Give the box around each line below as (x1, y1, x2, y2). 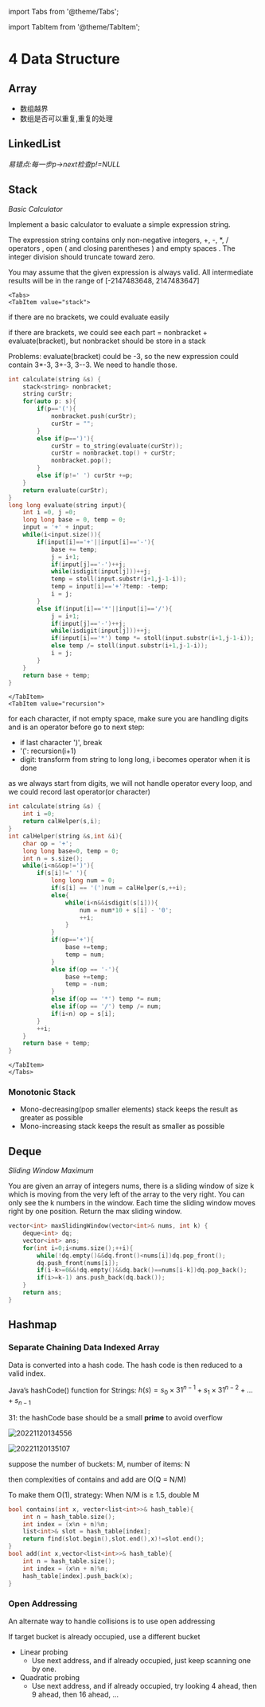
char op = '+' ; (22, 839, 73, 847)
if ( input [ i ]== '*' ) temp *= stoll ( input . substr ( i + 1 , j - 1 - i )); (50, 635, 255, 643)
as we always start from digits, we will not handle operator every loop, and (8, 779, 252, 788)
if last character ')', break (19, 738, 103, 748)
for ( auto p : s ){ (22, 397, 77, 405)
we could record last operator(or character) (8, 787, 151, 797)
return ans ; (22, 1289, 62, 1297)
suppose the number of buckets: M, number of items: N (8, 1459, 191, 1468)
